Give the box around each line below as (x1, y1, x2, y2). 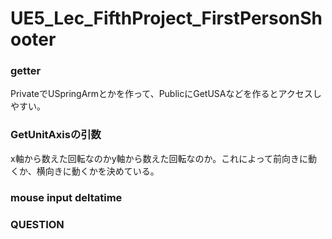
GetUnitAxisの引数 (10, 128, 102, 142)
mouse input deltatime (10, 190, 123, 204)
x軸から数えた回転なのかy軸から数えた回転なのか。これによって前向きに (10, 152, 309, 164)
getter (10, 64, 42, 78)
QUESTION (10, 217, 65, 231)
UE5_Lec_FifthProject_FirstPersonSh (10, 7, 323, 30)
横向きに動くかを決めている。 (36, 165, 160, 177)
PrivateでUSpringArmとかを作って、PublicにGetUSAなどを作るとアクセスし (10, 88, 322, 100)
